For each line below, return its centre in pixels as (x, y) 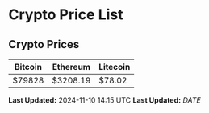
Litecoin (114, 67)
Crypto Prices (44, 44)
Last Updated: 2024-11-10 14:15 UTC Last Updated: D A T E (105, 100)
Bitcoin (28, 67)
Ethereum (71, 67)
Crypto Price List (66, 15)
